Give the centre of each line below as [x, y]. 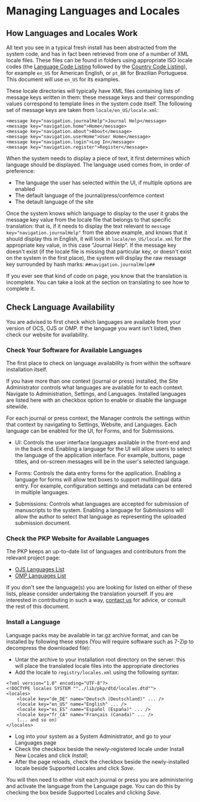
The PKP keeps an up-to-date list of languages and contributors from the [96, 552]
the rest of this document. [38, 607]
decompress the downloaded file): [48, 647]
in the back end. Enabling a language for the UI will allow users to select [103, 449]
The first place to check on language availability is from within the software [99, 363]
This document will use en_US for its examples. [63, 79]
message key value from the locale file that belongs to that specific [89, 220]
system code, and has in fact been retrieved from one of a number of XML [98, 54]
